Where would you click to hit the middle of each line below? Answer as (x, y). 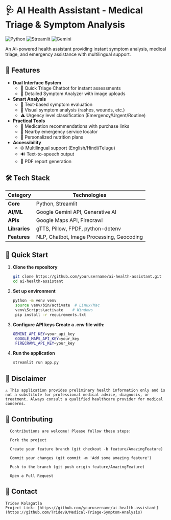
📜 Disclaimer (26, 379)
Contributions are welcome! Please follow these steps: (70, 431)
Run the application (34, 353)
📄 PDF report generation (46, 161)
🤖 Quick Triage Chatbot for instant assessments (70, 88)
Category (20, 195)
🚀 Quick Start (27, 255)
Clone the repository (35, 267)
